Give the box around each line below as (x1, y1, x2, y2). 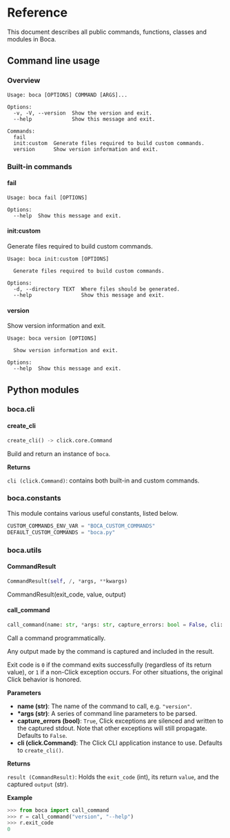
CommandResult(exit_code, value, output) (7, 590, 126, 598)
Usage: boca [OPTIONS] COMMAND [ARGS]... (7, 91, 128, 98)
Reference (7, 5, 67, 21)
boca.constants (7, 494, 61, 503)
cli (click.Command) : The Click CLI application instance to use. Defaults (17, 739, 222, 747)
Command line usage (7, 55, 100, 67)
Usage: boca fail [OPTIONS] (7, 194, 88, 201)
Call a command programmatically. (7, 634, 106, 642)
